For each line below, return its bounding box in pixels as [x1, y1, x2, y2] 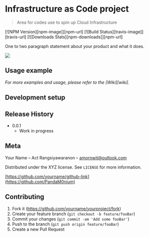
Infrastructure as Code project [5, 3, 129, 15]
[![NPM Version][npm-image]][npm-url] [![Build [5, 29, 99, 34]
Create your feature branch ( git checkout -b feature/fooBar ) [12, 211, 135, 217]
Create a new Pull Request [12, 226, 65, 232]
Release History [5, 110, 54, 118]
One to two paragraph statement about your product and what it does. [5, 43, 145, 49]
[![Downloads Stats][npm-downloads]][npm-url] [27, 34, 123, 40]
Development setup [5, 94, 66, 102]
